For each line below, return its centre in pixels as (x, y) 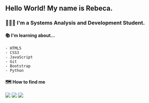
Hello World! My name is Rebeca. (59, 8)
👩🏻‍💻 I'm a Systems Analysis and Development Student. (75, 23)
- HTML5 (14, 48)
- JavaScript (19, 57)
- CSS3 (12, 53)
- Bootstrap (18, 66)
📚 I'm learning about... (30, 35)
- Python (15, 70)
